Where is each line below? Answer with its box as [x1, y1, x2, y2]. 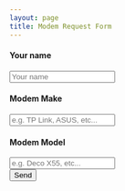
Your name [9, 50, 52, 61]
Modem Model [9, 136, 66, 147]
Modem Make [9, 93, 63, 105]
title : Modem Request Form [9, 22, 112, 31]
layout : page [9, 13, 59, 23]
